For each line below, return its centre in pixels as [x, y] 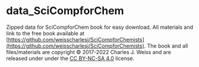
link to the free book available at [45, 33]
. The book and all [166, 46]
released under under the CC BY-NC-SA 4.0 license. [70, 58]
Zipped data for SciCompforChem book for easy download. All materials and [100, 27]
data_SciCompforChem [65, 11]
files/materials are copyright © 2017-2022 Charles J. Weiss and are [89, 52]
